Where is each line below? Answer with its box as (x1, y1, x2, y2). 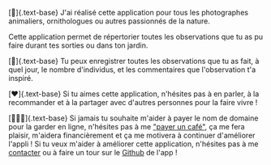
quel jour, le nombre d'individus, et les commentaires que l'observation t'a (8, 65, 256, 74)
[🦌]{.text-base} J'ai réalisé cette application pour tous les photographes (8, 8, 249, 17)
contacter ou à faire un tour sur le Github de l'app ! (8, 148, 178, 157)
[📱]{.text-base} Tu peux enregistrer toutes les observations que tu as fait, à (8, 57, 260, 66)
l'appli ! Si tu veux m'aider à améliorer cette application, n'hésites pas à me (8, 139, 259, 149)
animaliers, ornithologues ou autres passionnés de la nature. (8, 16, 211, 26)
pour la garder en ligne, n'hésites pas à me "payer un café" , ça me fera (8, 122, 245, 131)
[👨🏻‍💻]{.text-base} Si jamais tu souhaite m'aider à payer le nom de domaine (8, 113, 259, 123)
